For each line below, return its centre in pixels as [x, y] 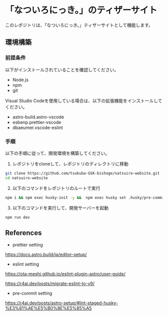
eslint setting [25, 264]
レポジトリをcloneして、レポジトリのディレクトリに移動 [70, 163]
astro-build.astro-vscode [38, 117]
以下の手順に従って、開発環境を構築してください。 [57, 153]
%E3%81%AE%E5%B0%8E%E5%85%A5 [48, 308]
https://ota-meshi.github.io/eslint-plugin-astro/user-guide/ [65, 274]
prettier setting [28, 245]
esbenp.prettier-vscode [37, 122]
